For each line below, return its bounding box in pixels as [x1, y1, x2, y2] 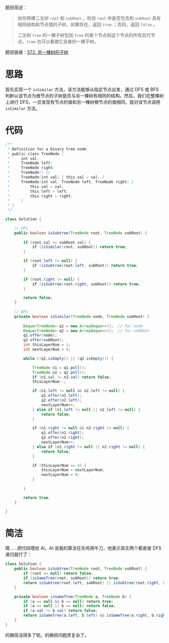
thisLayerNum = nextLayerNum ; [41, 467, 105, 473]
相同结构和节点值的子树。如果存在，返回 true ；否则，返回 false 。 [17, 22, 157, 27]
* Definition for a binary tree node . [7, 146, 89, 151]
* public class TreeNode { [7, 151, 64, 156]
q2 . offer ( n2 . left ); [41, 398, 82, 403]
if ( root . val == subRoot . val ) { [23, 240, 92, 245]
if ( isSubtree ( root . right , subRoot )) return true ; [32, 282, 141, 287]
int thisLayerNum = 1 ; [23, 342, 71, 347]
